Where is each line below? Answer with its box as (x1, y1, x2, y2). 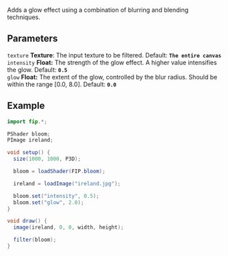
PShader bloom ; (7, 130, 51, 138)
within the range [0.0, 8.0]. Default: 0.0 (7, 80, 116, 88)
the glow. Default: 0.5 (7, 65, 68, 74)
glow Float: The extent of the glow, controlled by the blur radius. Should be (7, 73, 218, 81)
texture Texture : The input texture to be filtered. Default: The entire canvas (7, 51, 222, 59)
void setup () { (7, 149, 51, 156)
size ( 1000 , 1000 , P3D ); (13, 155, 81, 163)
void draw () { (7, 218, 48, 225)
